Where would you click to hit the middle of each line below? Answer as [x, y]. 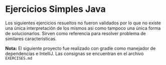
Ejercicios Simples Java [56, 9]
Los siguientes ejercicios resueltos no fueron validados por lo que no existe [83, 23]
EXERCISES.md [19, 58]
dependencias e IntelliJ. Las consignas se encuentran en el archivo [74, 54]
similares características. [31, 39]
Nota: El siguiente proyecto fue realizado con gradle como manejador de [80, 48]
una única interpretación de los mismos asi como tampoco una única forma [83, 28]
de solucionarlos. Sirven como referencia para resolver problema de [76, 33]
